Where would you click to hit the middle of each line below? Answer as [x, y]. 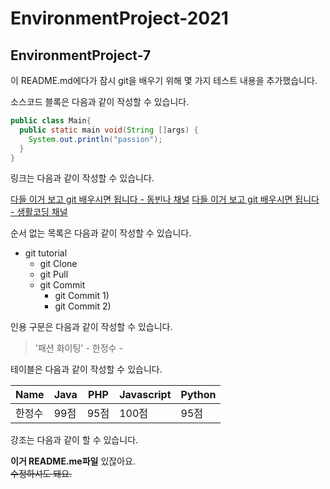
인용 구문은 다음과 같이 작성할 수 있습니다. [91, 327]
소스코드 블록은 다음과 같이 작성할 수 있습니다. [100, 101]
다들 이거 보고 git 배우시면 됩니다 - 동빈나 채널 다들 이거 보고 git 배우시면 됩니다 [165, 199]
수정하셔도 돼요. [41, 474]
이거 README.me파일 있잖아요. [73, 461]
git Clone [58, 264]
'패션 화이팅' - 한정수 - [78, 348]
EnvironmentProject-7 [81, 55]
